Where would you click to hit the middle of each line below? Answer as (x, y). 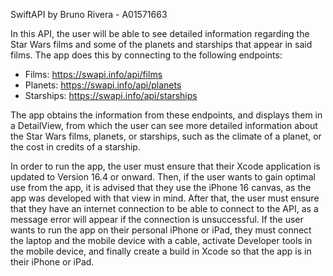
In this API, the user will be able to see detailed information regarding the (160, 33)
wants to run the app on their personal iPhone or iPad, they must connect (161, 230)
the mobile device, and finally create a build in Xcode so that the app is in (161, 251)
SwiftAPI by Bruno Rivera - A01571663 (89, 14)
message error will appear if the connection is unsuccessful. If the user (157, 219)
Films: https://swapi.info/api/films (93, 74)
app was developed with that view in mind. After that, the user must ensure (165, 198)
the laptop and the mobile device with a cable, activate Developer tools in (161, 240)
